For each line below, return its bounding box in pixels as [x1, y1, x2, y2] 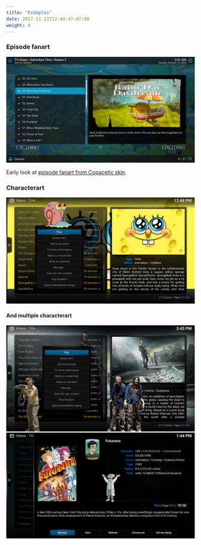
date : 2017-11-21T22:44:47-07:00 [6, 16, 90, 22]
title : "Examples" [6, 10, 52, 16]
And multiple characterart [6, 312, 72, 319]
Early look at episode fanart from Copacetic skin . [6, 169, 127, 176]
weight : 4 [6, 22, 31, 28]
